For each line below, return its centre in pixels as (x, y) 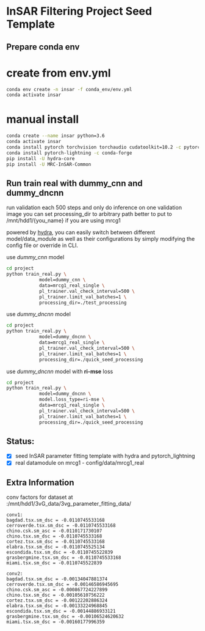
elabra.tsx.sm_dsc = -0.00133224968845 (57, 606)
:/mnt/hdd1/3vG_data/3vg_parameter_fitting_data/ (69, 504)
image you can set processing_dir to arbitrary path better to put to (89, 214)
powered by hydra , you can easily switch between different (81, 232)
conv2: (15, 574)
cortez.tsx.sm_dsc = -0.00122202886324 (57, 600)
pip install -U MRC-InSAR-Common (49, 164)
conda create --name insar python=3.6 (56, 136)
